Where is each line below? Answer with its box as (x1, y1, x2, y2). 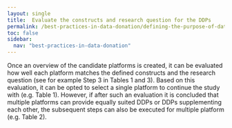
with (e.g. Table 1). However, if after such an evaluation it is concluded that (7, 91, 219, 99)
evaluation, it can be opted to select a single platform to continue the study (7, 84, 220, 91)
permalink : (7, 23, 39, 30)
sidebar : (7, 36, 32, 43)
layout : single (7, 10, 51, 17)
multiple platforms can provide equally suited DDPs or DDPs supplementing (7, 98, 222, 106)
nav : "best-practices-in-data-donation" (13, 42, 131, 49)
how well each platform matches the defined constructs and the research (7, 68, 216, 77)
